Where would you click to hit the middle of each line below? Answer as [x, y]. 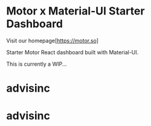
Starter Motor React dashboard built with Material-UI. [72, 52]
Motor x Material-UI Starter [75, 11]
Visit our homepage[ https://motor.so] [52, 40]
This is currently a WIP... [37, 64]
